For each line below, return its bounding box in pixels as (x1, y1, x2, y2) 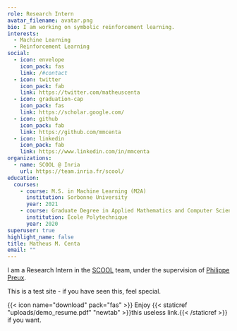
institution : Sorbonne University (25, 194, 128, 201)
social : (7, 50, 30, 57)
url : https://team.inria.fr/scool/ (20, 167, 125, 175)
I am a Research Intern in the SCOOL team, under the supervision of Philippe (7, 266, 230, 275)
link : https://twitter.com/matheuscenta (20, 89, 140, 96)
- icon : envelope (13, 56, 65, 64)
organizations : (7, 155, 52, 162)
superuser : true (7, 227, 55, 234)
